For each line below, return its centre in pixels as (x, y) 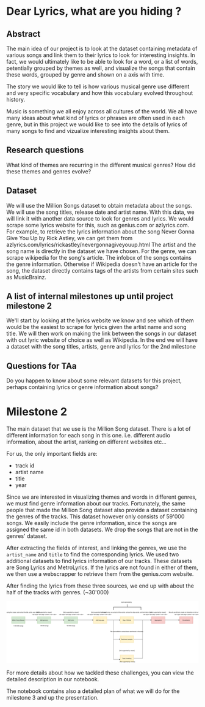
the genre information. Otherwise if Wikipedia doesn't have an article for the (102, 264)
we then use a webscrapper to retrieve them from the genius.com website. (100, 574)
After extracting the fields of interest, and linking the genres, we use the (97, 548)
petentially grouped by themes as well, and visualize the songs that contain (101, 68)
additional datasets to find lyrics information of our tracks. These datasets (99, 561)
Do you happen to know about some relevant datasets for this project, (94, 380)
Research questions (45, 150)
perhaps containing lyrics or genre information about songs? (82, 387)
